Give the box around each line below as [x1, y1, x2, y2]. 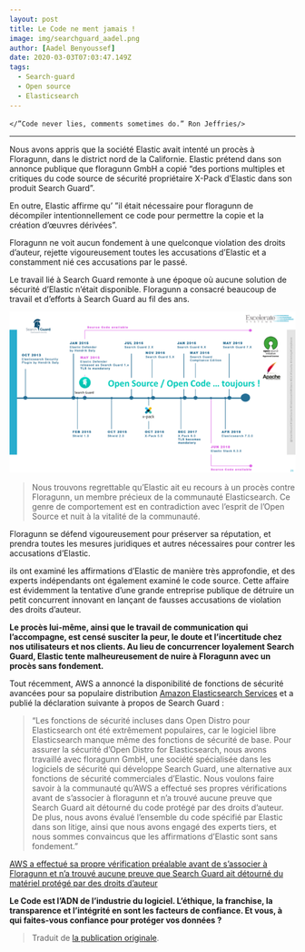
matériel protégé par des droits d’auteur [9, 877, 159, 888]
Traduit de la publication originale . [31, 932, 160, 943]
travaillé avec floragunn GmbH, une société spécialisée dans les [31, 754, 271, 765]
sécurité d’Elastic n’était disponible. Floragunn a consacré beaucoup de [9, 283, 277, 295]
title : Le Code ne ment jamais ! [9, 24, 136, 34]
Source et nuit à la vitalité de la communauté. [31, 511, 201, 522]
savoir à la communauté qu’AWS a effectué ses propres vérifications [31, 783, 288, 794]
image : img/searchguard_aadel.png [9, 34, 141, 43]
